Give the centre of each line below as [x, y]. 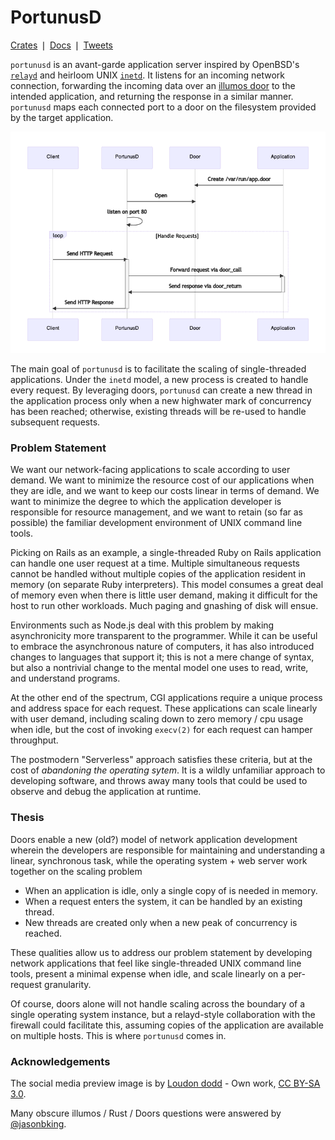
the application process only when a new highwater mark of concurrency [161, 401]
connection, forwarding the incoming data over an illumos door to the [153, 85]
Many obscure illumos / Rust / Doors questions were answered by [146, 1113]
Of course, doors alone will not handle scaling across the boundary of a [158, 1003]
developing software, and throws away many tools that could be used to [159, 781]
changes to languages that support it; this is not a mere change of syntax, [162, 657]
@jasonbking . [38, 1124]
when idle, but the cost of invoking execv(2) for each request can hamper [161, 730]
